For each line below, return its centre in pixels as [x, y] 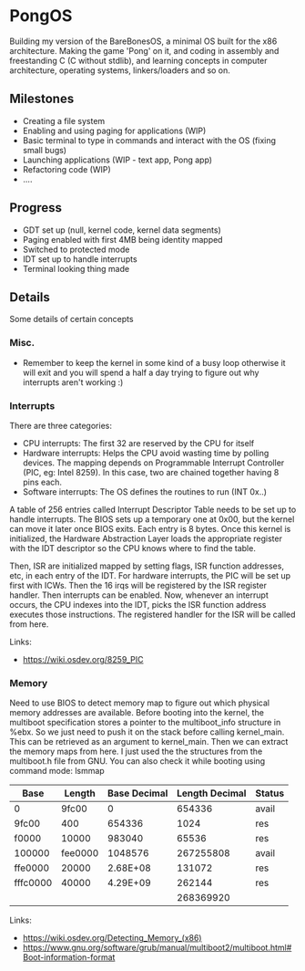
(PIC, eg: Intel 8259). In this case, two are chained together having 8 [151, 472]
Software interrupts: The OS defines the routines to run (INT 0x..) [144, 491]
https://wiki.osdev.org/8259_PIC [83, 659]
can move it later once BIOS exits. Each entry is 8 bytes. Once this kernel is [150, 528]
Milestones [42, 99]
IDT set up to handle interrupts [80, 259]
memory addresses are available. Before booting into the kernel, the [137, 713]
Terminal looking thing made [76, 268]
